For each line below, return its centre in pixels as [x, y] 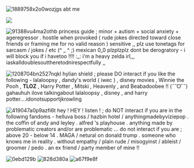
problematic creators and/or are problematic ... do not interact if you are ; [94, 129]
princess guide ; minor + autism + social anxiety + [119, 31]
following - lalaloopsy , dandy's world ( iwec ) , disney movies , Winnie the [95, 80]
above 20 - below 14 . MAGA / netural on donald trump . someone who [91, 135]
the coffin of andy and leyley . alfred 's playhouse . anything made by [89, 123]
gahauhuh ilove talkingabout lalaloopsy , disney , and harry [77, 93]
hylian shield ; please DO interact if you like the [119, 74]
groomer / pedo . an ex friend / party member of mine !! [73, 148]
